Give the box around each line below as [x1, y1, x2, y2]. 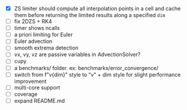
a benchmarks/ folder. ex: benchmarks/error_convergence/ [14, 64, 159, 71]
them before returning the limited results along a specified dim [14, 12, 166, 19]
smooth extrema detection [14, 44, 79, 52]
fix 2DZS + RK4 [14, 18, 52, 25]
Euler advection [14, 38, 53, 45]
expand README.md [14, 97, 65, 104]
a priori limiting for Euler [14, 31, 73, 38]
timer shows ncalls [14, 25, 60, 32]
